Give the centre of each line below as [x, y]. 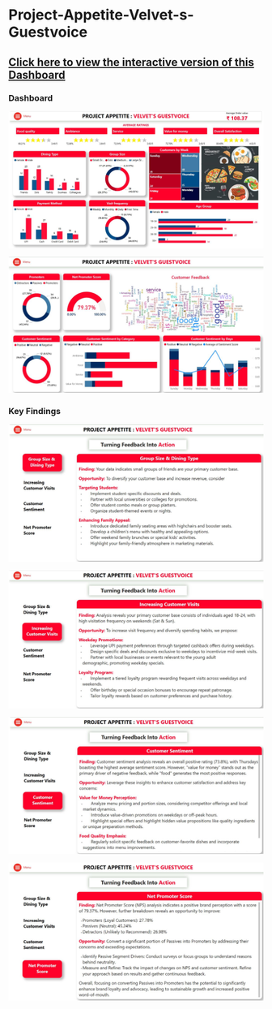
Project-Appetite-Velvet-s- [101, 15]
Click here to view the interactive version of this [132, 62]
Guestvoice [48, 32]
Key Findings [34, 411]
